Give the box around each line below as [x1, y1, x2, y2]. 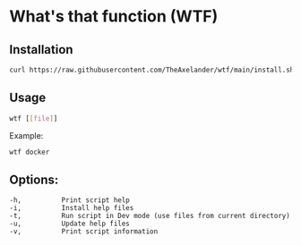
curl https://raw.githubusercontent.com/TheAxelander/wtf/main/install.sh [9, 65, 295, 74]
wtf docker [9, 148, 50, 156]
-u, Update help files [9, 219, 130, 229]
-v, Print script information [9, 227, 159, 236]
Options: [9, 172, 59, 187]
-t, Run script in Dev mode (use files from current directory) [9, 212, 291, 221]
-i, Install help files [9, 204, 134, 213]
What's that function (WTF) [9, 6, 219, 27]
